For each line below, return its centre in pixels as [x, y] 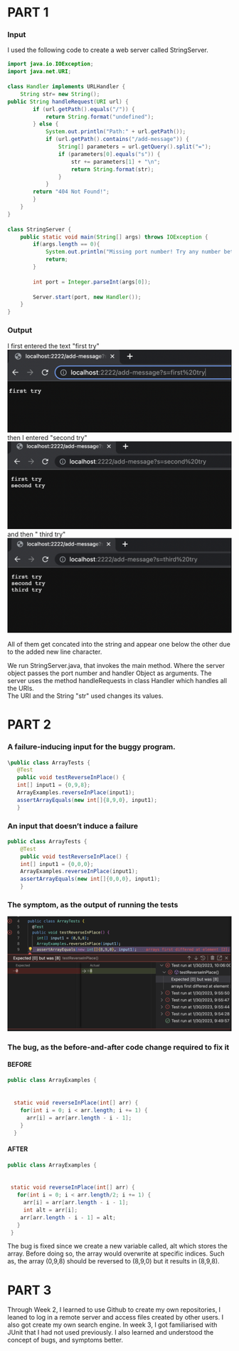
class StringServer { [39, 229]
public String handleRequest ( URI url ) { [68, 101]
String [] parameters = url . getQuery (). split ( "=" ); [135, 147]
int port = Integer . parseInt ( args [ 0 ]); [92, 282]
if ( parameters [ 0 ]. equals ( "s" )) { [109, 154]
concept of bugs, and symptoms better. [65, 1340]
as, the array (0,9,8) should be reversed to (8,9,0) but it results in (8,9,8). [113, 1261]
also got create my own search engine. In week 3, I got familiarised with [112, 1325]
